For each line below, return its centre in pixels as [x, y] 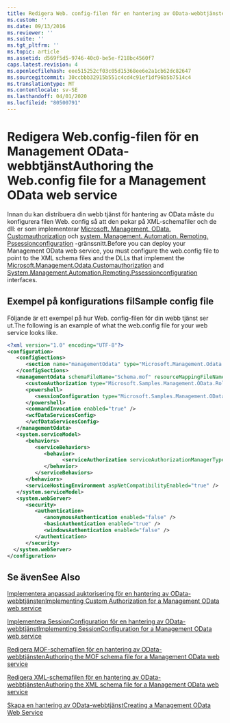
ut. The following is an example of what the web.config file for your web [107, 325]
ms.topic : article [33, 52]
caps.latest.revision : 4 [42, 65]
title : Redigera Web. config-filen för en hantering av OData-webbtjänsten [117, 13]
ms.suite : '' [26, 39]
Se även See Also [44, 577]
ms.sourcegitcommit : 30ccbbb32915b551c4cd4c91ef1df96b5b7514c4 [99, 77]
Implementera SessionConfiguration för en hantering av [86, 621]
